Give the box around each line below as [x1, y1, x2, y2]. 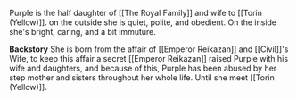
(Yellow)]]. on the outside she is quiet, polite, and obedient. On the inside [9, 17, 277, 28]
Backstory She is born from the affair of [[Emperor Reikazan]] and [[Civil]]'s [9, 44, 289, 54]
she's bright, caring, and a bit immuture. [9, 27, 156, 37]
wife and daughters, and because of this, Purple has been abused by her [9, 62, 277, 73]
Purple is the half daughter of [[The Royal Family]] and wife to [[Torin [9, 8, 263, 18]
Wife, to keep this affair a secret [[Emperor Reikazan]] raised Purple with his [9, 54, 288, 63]
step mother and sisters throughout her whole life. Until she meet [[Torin [9, 72, 275, 83]
